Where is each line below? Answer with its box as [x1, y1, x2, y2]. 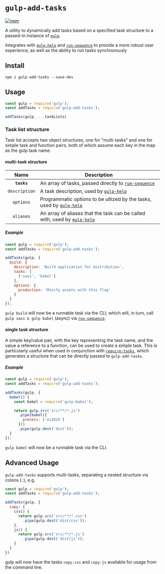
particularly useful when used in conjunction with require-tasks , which [5, 348, 149, 354]
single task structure [5, 326, 49, 332]
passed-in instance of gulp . [5, 32, 61, 38]
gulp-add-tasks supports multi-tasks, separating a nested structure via [5, 472, 148, 478]
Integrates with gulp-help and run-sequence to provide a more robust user [5, 42, 154, 48]
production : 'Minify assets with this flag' [18, 287, 111, 292]
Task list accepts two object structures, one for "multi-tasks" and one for [5, 137, 153, 143]
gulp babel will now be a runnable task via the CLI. [5, 444, 108, 450]
